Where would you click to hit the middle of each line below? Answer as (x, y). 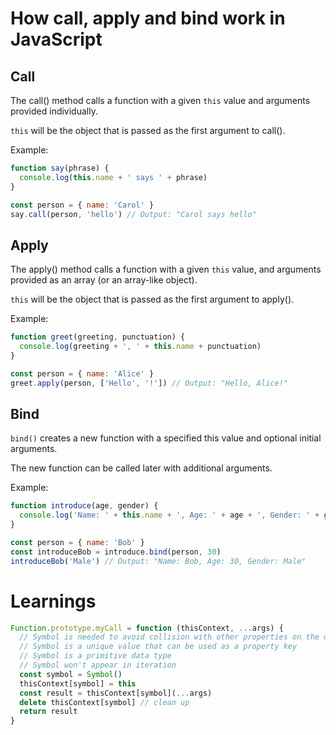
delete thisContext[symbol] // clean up (104, 702)
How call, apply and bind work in (148, 18)
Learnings (53, 601)
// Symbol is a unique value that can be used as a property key (158, 647)
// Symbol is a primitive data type (95, 656)
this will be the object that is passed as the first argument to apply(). (152, 299)
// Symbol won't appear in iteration (98, 665)
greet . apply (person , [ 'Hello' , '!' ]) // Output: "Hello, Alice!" (149, 383)
